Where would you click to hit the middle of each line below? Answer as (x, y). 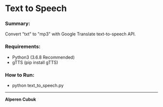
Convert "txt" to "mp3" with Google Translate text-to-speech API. (70, 34)
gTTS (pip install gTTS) (35, 62)
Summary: (18, 24)
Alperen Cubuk (21, 99)
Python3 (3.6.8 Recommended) (43, 57)
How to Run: (20, 75)
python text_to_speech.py (38, 86)
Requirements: (23, 46)
